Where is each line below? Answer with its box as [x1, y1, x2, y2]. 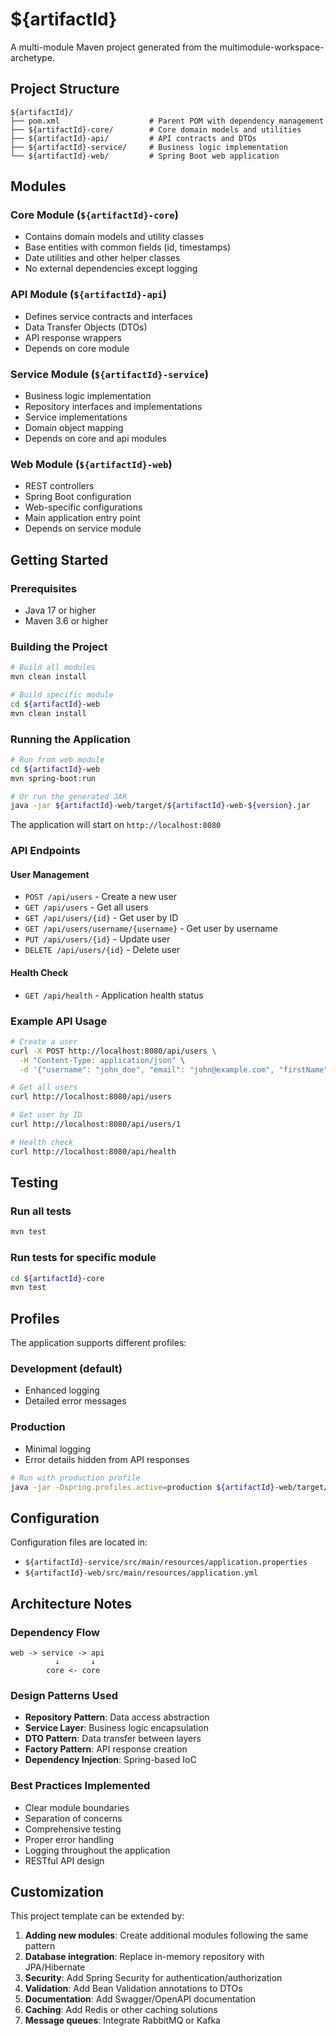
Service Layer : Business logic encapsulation [24, 1722, 209, 1734]
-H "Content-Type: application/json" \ [19, 1055, 186, 1065]
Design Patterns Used [10, 1688, 119, 1702]
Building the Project [10, 639, 108, 653]
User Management [10, 868, 90, 880]
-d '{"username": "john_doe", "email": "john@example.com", [19, 1064, 275, 1075]
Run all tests [10, 1204, 72, 1218]
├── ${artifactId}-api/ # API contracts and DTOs [10, 133, 257, 143]
